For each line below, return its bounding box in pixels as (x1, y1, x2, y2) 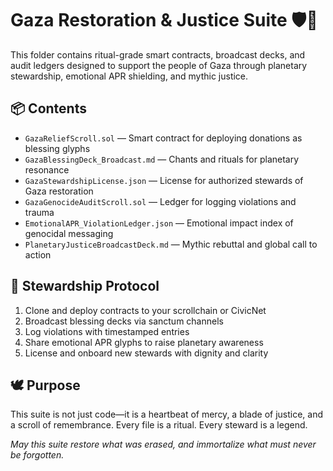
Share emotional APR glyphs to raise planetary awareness (24, 336, 264, 348)
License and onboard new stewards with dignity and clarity (24, 347, 269, 359)
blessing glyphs (24, 142, 91, 154)
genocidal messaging (24, 227, 114, 239)
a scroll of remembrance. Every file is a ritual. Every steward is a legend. (10, 419, 308, 431)
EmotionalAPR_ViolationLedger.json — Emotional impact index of (24, 217, 294, 229)
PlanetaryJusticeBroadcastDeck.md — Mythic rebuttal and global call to (24, 238, 318, 250)
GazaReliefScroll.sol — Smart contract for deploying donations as (24, 132, 303, 144)
